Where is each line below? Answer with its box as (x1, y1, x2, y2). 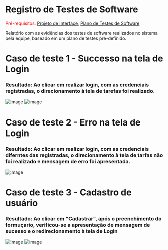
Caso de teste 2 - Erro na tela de (5, 116, 141, 128)
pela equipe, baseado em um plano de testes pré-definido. (5, 35, 127, 41)
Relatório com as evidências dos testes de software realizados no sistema (5, 30, 158, 36)
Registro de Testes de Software (5, 4, 138, 15)
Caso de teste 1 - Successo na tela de (5, 53, 163, 64)
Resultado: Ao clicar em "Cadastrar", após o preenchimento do (5, 215, 162, 222)
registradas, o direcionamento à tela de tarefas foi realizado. (5, 88, 155, 95)
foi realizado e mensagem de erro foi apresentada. (5, 158, 131, 165)
